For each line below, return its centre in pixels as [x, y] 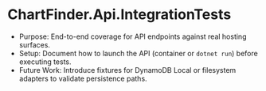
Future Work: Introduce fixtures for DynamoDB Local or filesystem [127, 70]
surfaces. [35, 44]
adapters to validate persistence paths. [83, 78]
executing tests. [45, 62]
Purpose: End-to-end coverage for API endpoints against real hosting [133, 36]
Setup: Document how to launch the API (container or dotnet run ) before [138, 53]
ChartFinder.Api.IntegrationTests [119, 15]
